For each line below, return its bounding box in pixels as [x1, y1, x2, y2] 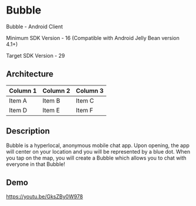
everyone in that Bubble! [6, 160, 66, 168]
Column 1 [9, 87, 37, 95]
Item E [42, 106, 60, 114]
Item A [9, 97, 28, 105]
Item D [9, 106, 28, 114]
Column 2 [42, 87, 70, 95]
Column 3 [76, 87, 104, 95]
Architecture [6, 69, 54, 79]
